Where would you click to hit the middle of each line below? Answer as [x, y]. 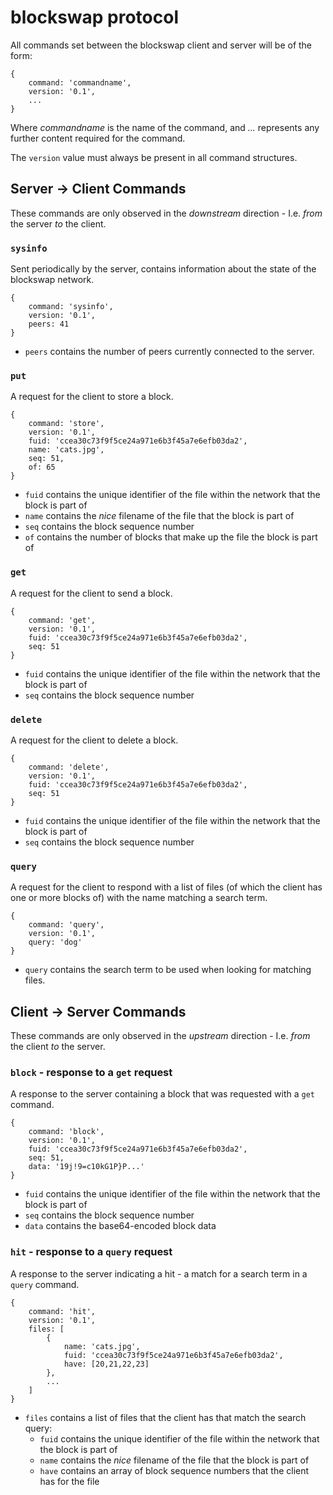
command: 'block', [66, 1132]
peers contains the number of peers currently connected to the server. [169, 352]
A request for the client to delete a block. [94, 740]
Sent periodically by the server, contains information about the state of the [163, 269]
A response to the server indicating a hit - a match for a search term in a [159, 1273]
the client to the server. [58, 1047]
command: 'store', [66, 424]
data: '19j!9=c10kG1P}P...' [86, 1167]
